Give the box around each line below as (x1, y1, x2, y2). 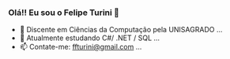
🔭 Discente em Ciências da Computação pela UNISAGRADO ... (19, 25, 223, 35)
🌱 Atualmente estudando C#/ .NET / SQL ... (19, 33, 160, 42)
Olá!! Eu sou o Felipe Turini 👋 (8, 7, 120, 18)
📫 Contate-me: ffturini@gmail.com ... (19, 42, 142, 52)
